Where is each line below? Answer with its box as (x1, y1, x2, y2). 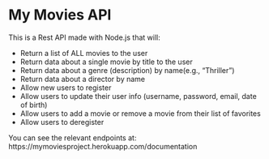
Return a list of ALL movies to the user (19, 48, 148, 58)
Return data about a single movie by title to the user (19, 57, 193, 67)
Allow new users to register (19, 83, 112, 92)
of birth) (19, 100, 48, 110)
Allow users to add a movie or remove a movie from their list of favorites (19, 108, 261, 118)
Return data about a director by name (19, 74, 146, 84)
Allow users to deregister (19, 117, 105, 127)
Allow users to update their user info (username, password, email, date (19, 91, 257, 101)
